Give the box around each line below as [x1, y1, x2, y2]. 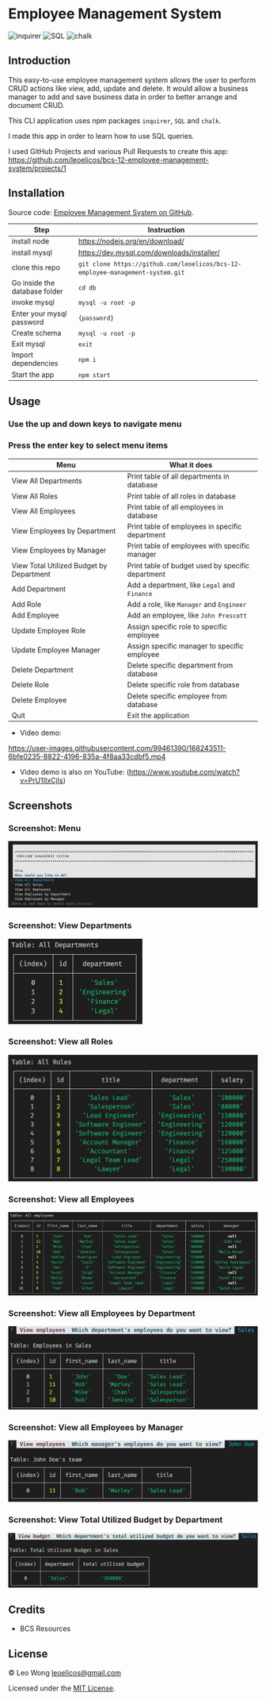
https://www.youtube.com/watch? [129, 767, 240, 777]
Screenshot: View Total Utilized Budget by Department [8, 1514, 223, 1525]
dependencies [11, 359, 59, 368]
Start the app [11, 370, 55, 379]
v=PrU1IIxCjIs [19, 775, 63, 786]
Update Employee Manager [11, 645, 101, 655]
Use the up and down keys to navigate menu [8, 418, 182, 429]
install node [11, 237, 50, 246]
